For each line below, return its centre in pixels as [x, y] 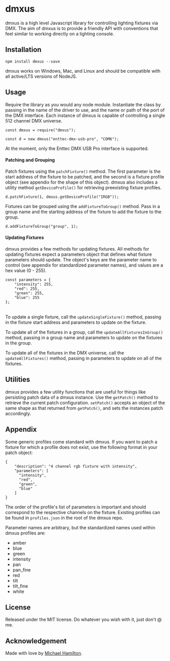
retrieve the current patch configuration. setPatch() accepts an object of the [85, 403]
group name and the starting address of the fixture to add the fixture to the [83, 212]
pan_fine [22, 569]
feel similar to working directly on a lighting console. [60, 34]
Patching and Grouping [30, 160]
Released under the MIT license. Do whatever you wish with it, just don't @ [83, 620]
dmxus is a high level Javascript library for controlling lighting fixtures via [82, 23]
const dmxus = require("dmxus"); [41, 130]
